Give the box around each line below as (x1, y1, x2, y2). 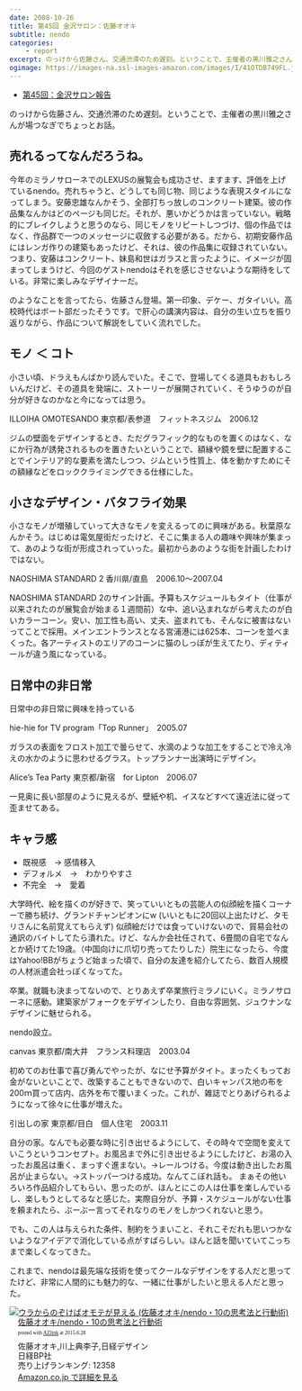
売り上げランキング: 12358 (17, 1359, 116, 1370)
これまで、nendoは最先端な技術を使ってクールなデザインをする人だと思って (9, 1265, 292, 1276)
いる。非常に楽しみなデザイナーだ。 (9, 275, 144, 286)
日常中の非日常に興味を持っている (9, 703, 136, 714)
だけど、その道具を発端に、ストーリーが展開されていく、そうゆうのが (24, 383, 285, 393)
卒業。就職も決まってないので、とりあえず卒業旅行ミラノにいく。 (9, 985, 253, 996)
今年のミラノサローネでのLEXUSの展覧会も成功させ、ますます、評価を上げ (9, 174, 286, 185)
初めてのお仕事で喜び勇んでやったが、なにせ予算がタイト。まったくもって (9, 1064, 284, 1076)
